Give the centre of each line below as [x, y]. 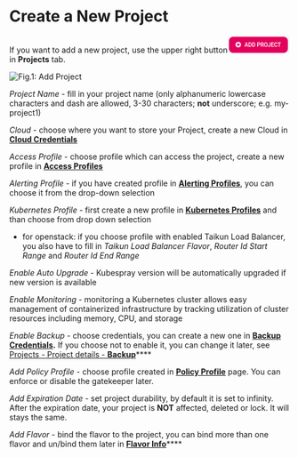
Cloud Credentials [44, 139]
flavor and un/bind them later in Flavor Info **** [96, 444]
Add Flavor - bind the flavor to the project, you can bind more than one [139, 434]
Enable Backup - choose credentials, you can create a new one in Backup [145, 335]
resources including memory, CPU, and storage [96, 318]
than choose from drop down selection [80, 219]
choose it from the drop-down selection [82, 192]
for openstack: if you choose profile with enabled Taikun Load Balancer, [154, 237]
